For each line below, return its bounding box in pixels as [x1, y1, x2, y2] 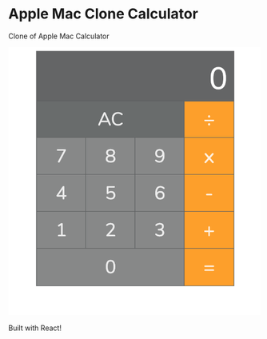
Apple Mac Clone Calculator [8, 5, 198, 23]
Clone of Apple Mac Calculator [8, 31, 110, 41]
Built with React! [8, 323, 62, 333]
